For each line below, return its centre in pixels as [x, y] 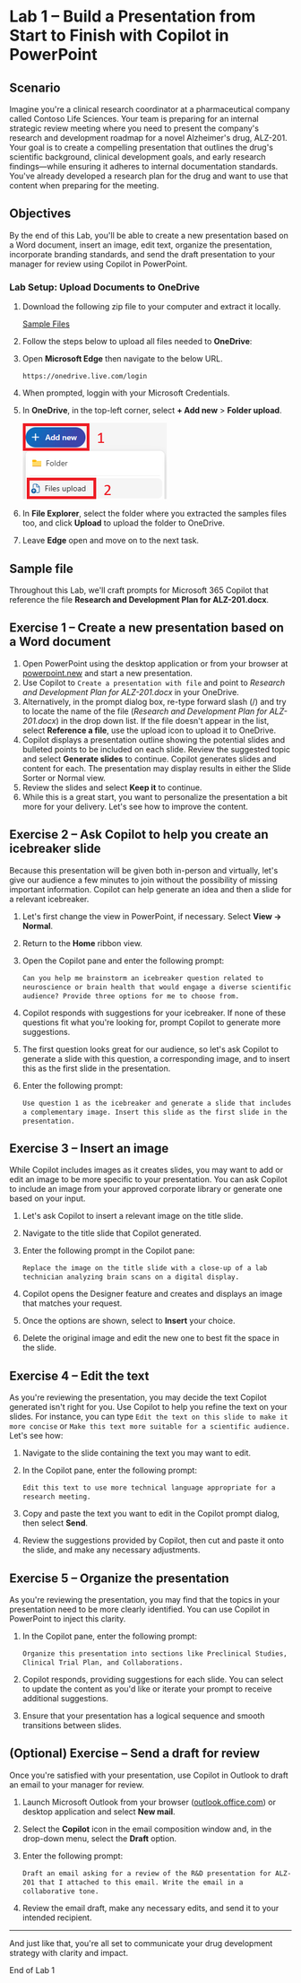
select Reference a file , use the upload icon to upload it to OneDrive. [149, 730]
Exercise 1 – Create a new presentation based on [147, 628]
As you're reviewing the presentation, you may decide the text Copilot [138, 1397]
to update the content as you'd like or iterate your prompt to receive [147, 1689]
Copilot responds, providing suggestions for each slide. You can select [153, 1679]
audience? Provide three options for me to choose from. [131, 996]
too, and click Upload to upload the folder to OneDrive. [124, 523]
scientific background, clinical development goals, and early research [138, 157]
